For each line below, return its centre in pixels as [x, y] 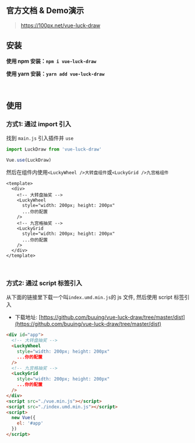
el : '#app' [30, 423]
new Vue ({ [23, 418]
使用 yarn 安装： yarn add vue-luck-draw [55, 74]
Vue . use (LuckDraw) [29, 160]
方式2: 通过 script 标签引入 [44, 283]
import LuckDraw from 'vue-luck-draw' [54, 150]
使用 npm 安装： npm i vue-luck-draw [51, 61]
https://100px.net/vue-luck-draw [60, 25]
